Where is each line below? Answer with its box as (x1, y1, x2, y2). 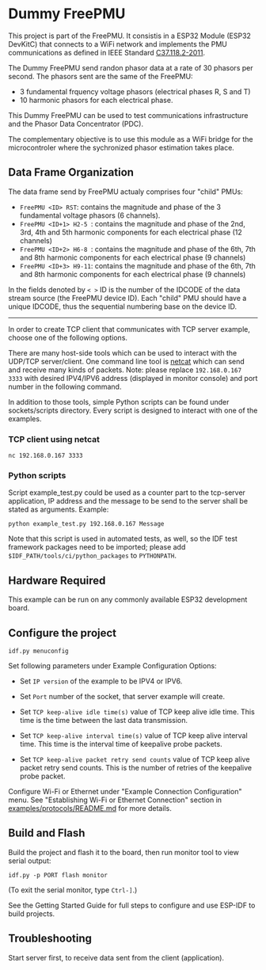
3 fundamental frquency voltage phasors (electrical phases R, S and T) (19, 86, 251, 96)
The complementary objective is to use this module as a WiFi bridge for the (8, 134, 253, 143)
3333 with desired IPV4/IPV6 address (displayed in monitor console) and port (8, 373, 258, 382)
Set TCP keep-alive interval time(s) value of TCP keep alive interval (19, 730, 248, 740)
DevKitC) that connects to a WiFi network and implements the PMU (8, 39, 228, 48)
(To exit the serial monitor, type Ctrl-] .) (8, 884, 138, 895)
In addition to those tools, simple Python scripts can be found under (8, 397, 230, 406)
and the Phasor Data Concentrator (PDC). (8, 119, 144, 128)
